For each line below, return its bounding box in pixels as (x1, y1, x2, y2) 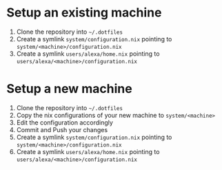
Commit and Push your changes (16, 125, 108, 134)
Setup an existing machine (6, 5, 162, 21)
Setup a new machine (6, 81, 132, 97)
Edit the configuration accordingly (16, 118, 113, 127)
